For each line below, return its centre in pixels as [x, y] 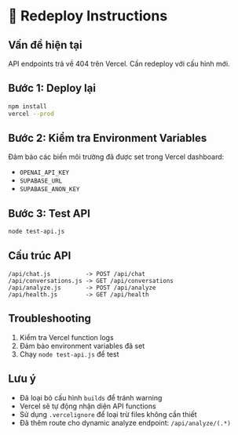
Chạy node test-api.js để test [69, 354]
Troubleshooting [50, 319]
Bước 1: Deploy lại [52, 88]
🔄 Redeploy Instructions [88, 16]
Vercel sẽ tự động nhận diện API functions [88, 406]
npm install [27, 106]
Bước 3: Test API [49, 214]
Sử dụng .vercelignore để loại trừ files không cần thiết [108, 414]
